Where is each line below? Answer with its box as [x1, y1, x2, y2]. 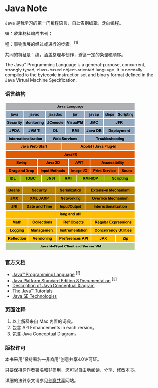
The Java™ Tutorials [12, 288, 53, 294]
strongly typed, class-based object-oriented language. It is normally [5, 67, 143, 72]
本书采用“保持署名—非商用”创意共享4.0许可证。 [5, 356, 102, 362]
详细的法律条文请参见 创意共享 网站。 [5, 378, 79, 384]
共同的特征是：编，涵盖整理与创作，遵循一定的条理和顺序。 [5, 51, 126, 57]
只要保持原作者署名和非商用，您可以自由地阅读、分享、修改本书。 [5, 367, 138, 373]
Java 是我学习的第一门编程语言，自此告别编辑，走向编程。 [5, 20, 124, 26]
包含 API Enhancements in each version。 [12, 324, 97, 330]
